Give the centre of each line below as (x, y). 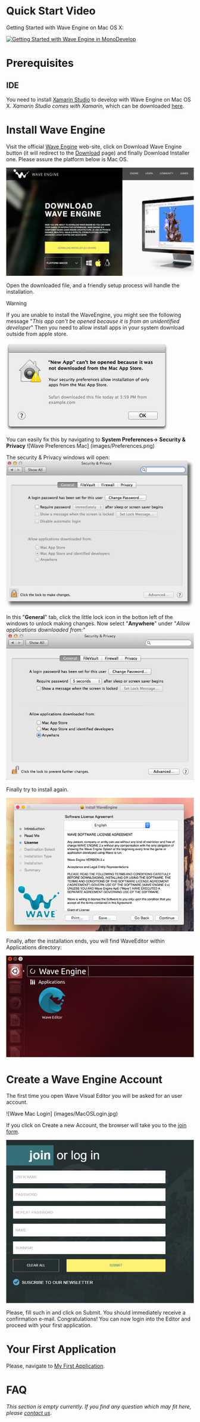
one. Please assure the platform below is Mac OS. (67, 159)
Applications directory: (34, 947)
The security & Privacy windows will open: (58, 457)
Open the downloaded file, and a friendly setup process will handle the (93, 285)
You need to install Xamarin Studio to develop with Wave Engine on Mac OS (99, 99)
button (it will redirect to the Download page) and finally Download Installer (98, 153)
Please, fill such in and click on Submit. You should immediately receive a (96, 1313)
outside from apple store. (37, 334)
